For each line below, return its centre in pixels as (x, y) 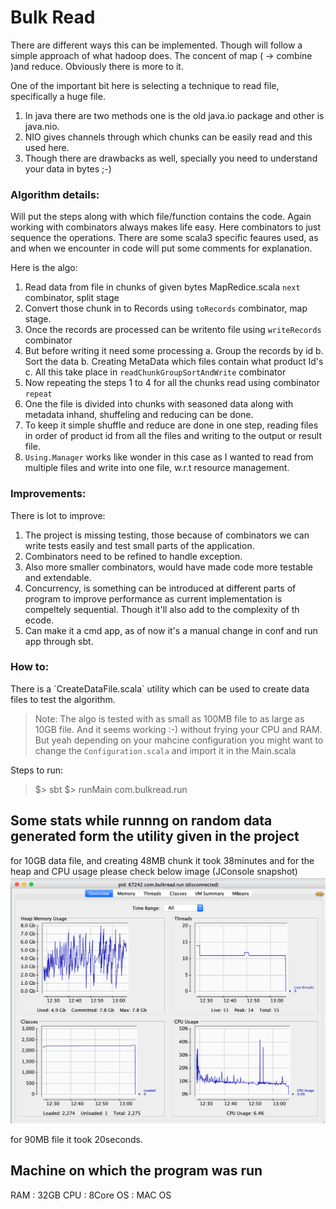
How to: (30, 667)
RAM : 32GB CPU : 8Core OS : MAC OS (91, 1195)
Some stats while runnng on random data (141, 821)
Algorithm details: (55, 194)
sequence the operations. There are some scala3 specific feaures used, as (164, 238)
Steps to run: (37, 770)
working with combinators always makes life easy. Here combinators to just (166, 227)
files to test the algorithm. (63, 699)
